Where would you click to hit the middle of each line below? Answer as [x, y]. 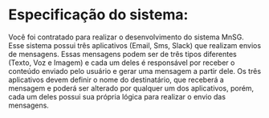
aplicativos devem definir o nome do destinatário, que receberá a [116, 79]
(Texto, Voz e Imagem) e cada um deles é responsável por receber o [122, 63]
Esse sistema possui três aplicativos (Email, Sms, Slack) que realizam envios [135, 45]
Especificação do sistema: [98, 15]
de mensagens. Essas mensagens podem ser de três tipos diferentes [122, 54]
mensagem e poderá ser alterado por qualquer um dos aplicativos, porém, [131, 88]
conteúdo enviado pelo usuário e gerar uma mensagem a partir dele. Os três [135, 71]
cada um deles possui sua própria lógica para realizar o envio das [117, 96]
